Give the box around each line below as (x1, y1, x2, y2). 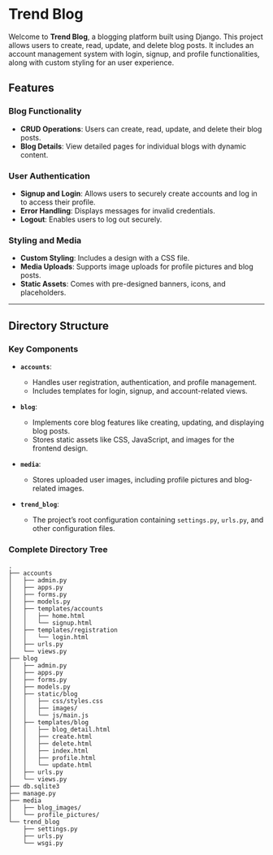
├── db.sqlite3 (8, 783, 60, 791)
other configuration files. (32, 523, 115, 533)
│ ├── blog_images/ (8, 804, 82, 812)
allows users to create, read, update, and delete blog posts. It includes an (8, 40, 254, 50)
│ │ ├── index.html (8, 747, 89, 755)
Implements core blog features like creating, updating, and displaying (32, 417, 264, 427)
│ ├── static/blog (8, 690, 79, 698)
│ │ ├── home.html (8, 612, 85, 620)
